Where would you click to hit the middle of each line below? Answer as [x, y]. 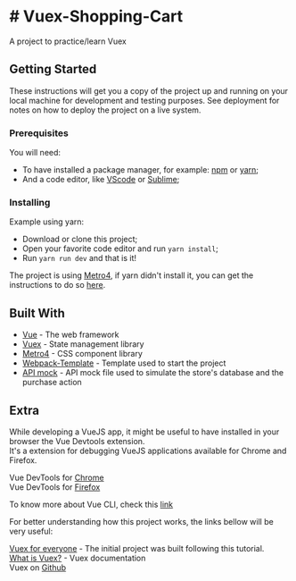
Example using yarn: [47, 222]
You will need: [35, 153]
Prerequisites [39, 133]
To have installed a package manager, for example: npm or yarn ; [140, 170]
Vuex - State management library [83, 344]
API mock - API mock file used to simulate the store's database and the [152, 373]
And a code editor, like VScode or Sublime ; [101, 180]
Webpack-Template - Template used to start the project [124, 363]
